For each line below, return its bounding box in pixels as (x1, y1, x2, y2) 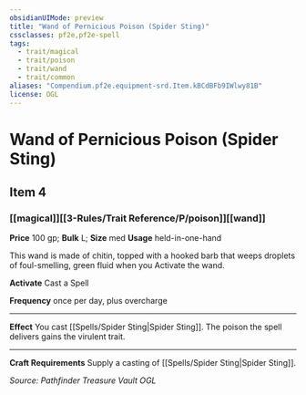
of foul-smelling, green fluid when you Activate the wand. (9, 260, 225, 271)
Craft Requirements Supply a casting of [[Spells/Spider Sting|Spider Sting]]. (9, 358, 297, 369)
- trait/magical (17, 47, 79, 57)
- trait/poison (17, 56, 76, 65)
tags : (9, 38, 30, 48)
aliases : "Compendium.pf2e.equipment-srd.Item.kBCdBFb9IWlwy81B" (9, 81, 262, 90)
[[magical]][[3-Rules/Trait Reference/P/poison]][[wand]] (9, 212, 266, 224)
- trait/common (17, 73, 76, 82)
